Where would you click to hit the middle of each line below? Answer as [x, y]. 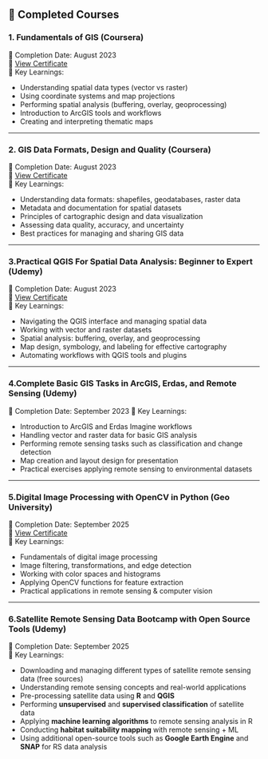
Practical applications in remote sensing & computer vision [116, 590]
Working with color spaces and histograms [90, 574]
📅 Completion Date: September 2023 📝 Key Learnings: [98, 411]
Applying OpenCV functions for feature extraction [101, 582]
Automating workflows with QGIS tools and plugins [103, 356]
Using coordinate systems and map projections [97, 96]
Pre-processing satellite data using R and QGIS [97, 696]
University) [31, 507]
